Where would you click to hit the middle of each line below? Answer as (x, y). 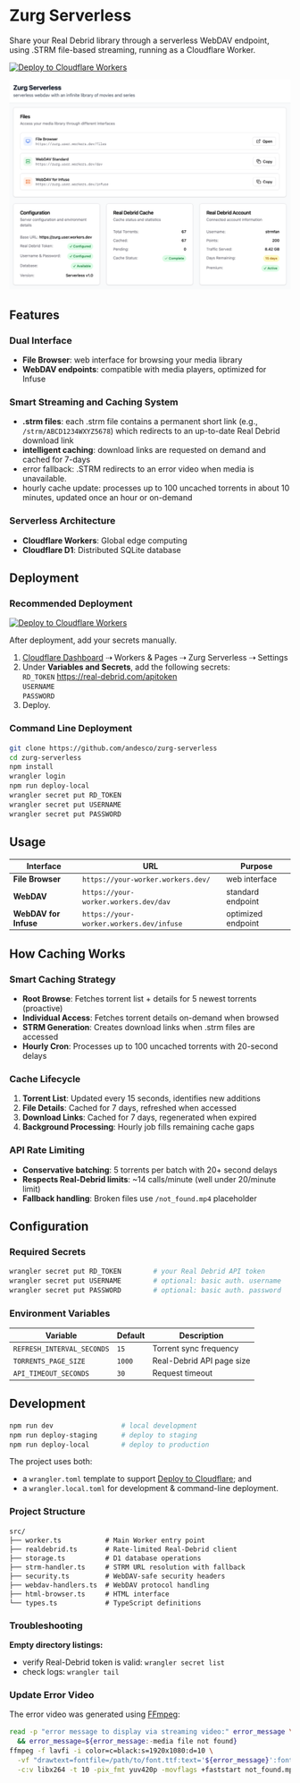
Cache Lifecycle (45, 1079)
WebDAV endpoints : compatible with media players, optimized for (144, 370)
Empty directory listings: (56, 1644)
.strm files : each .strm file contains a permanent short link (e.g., (140, 422)
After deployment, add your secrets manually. (93, 640)
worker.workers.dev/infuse (132, 924)
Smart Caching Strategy (62, 979)
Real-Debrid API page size (201, 1361)
